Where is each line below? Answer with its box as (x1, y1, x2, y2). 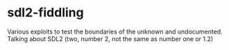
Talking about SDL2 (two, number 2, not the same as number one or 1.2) (7, 34, 214, 42)
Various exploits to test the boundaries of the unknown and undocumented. (7, 27, 223, 36)
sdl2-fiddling (7, 5, 85, 21)
